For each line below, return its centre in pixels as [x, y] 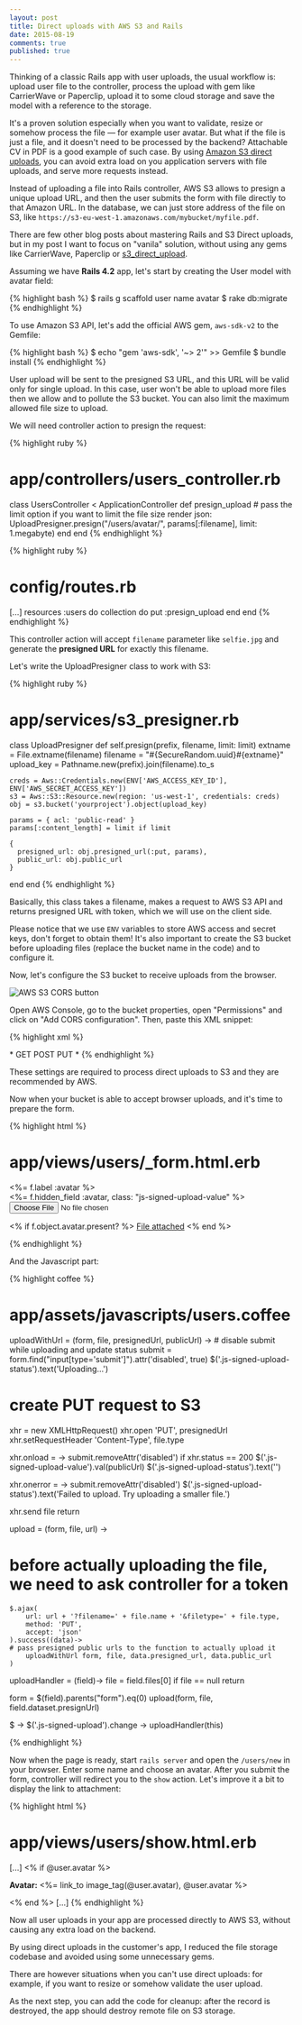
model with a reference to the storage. [80, 105]
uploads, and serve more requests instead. [89, 171]
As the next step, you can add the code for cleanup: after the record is [140, 2001]
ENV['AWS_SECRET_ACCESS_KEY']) [68, 788]
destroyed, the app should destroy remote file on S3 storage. [123, 2011]
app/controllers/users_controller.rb [145, 480]
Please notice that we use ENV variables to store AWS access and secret [143, 929]
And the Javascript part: [54, 1261]
